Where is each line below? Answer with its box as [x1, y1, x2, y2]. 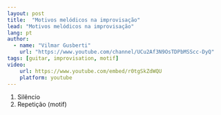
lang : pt [7, 29, 32, 36]
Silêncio [17, 93, 40, 101]
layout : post [7, 10, 45, 17]
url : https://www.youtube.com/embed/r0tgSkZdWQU [19, 67, 162, 74]
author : [7, 36, 30, 43]
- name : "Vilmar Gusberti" [13, 42, 91, 49]
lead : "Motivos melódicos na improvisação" [7, 23, 135, 30]
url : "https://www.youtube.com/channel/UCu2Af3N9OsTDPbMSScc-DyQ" [19, 49, 215, 56]
